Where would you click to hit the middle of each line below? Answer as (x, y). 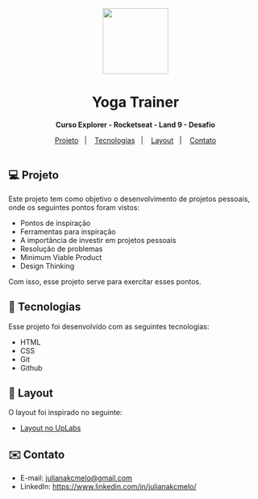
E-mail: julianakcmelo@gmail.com (76, 478)
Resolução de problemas (61, 249)
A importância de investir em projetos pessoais (98, 240)
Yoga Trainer (135, 102)
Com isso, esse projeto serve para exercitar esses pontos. (105, 281)
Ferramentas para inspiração (68, 231)
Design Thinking (47, 266)
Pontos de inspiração (55, 223)
